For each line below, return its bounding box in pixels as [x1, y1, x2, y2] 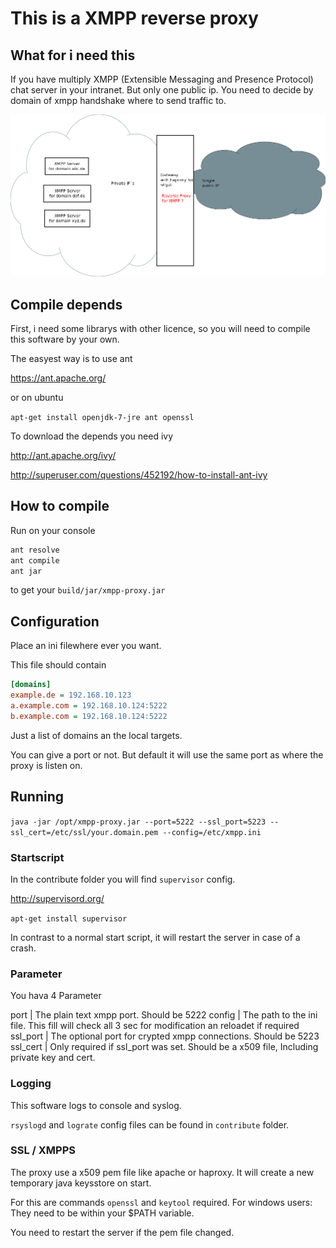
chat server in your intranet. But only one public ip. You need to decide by [10, 84, 314, 96]
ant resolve [10, 545, 60, 555]
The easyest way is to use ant [10, 353, 133, 365]
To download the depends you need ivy [10, 430, 174, 442]
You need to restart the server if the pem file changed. [10, 1226, 235, 1238]
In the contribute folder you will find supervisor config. [10, 873, 236, 885]
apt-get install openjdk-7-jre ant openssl [10, 413, 195, 423]
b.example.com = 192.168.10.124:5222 [10, 711, 168, 721]
